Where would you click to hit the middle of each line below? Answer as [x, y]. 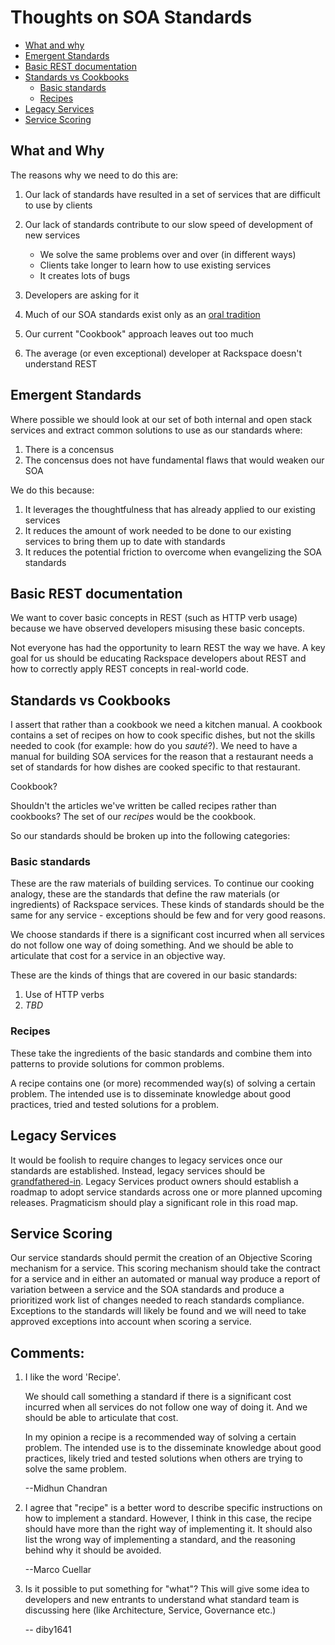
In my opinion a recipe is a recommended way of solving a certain [160, 1437]
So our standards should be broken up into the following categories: [150, 836]
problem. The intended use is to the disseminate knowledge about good [173, 1448]
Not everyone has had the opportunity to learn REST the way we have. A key [168, 648]
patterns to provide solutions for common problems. [117, 1063]
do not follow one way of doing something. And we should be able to [152, 945]
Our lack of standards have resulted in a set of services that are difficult [172, 194]
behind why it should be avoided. [93, 1550]
